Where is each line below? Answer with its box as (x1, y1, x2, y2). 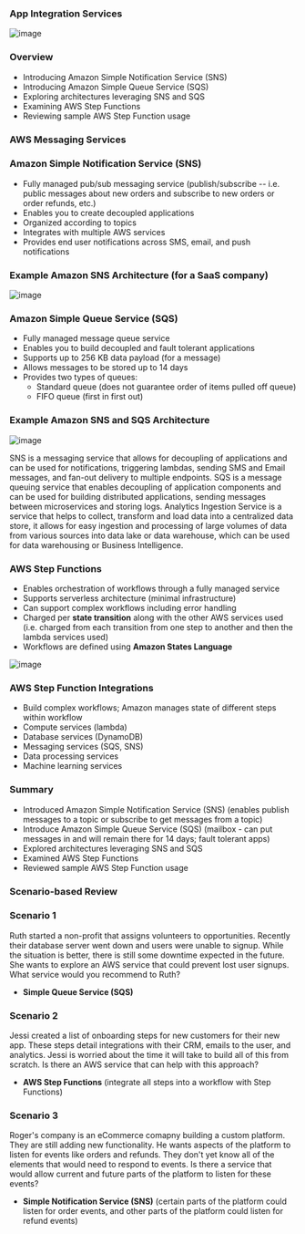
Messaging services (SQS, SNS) (22, 741, 144, 752)
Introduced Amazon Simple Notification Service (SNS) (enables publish (22, 804, 290, 814)
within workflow (22, 712, 84, 723)
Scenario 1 (9, 909, 56, 922)
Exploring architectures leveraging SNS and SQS (22, 90, 206, 102)
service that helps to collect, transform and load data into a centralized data (9, 510, 294, 522)
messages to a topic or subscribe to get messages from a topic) (22, 814, 263, 824)
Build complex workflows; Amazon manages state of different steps (22, 702, 277, 713)
